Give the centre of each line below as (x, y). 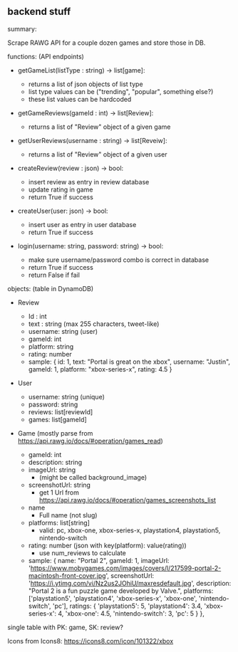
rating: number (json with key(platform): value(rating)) (107, 545)
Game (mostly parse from (55, 433)
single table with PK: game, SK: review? (65, 627)
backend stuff (39, 12)
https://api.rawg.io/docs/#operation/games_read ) (90, 441)
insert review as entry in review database (89, 182)
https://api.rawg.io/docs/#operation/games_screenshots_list (127, 500)
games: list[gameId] (57, 419)
